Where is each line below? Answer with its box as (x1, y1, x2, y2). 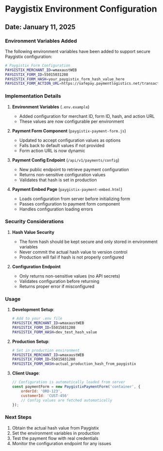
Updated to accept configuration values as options (19, 137, 121, 143)
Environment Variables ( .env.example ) (12, 104, 90, 110)
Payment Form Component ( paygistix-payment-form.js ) (12, 128, 126, 133)
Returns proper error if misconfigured (19, 283, 95, 289)
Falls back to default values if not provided (19, 142, 105, 148)
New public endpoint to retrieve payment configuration (19, 167, 129, 172)
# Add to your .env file (12, 316, 63, 321)
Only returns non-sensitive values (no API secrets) (19, 273, 120, 279)
